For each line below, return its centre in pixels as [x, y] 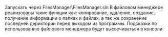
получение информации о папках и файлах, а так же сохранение [76, 18]
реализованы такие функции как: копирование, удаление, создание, [80, 13]
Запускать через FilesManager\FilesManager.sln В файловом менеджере [84, 7]
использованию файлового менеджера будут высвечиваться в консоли [83, 29]
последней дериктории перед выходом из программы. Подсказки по [81, 23]
